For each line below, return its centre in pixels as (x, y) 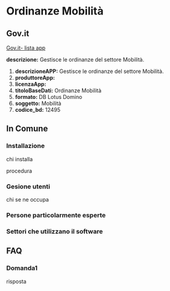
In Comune (27, 129)
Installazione (26, 146)
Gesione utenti (28, 187)
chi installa (20, 159)
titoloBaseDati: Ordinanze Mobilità (58, 91)
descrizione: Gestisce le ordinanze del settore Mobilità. (75, 59)
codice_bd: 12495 (38, 110)
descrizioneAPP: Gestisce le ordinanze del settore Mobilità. (89, 71)
